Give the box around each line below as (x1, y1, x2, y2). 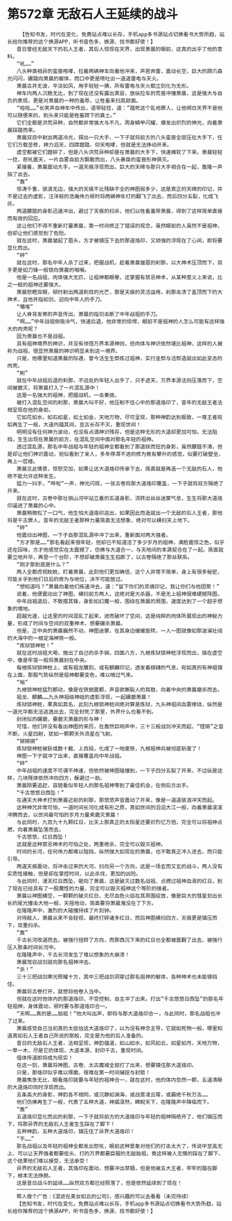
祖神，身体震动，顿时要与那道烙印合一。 (12, 1003, 111, 1010)
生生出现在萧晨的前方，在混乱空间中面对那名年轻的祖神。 (17, 436, 157, 443)
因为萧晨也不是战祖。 (16, 333, 69, 340)
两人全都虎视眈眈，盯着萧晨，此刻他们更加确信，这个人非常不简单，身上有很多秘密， (16, 568, 223, 575)
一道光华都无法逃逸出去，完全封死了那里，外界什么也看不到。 (7, 708, 157, 715)
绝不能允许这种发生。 (7, 473, 59, 480)
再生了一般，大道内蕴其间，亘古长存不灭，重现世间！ (12, 421, 142, 428)
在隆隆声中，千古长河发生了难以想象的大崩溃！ (16, 951, 130, 958)
